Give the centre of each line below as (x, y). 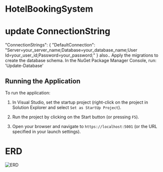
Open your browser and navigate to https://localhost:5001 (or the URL (85, 126)
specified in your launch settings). (47, 131)
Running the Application (43, 81)
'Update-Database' (24, 66)
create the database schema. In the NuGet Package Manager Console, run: (81, 61)
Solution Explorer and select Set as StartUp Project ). (67, 107)
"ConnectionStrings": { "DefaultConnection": (50, 45)
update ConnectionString (58, 32)
